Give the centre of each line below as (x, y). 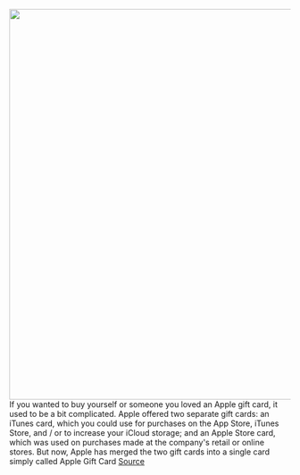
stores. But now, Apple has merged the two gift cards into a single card (140, 452)
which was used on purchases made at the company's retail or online (137, 442)
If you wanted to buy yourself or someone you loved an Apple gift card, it (144, 404)
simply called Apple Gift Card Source (77, 461)
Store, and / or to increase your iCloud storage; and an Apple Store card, (142, 433)
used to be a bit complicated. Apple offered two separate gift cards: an (139, 414)
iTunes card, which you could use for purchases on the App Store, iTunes (144, 423)
